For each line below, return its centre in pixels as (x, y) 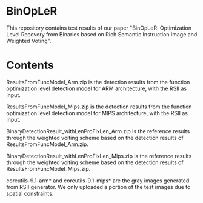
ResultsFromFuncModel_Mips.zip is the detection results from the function (99, 107)
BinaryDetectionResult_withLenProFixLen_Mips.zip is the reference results (99, 156)
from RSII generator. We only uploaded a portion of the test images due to (98, 187)
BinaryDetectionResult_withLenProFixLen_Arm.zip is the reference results (98, 131)
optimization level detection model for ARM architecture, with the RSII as (96, 88)
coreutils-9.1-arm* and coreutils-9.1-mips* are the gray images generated (98, 181)
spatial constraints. (30, 193)
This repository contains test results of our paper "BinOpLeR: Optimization (99, 28)
